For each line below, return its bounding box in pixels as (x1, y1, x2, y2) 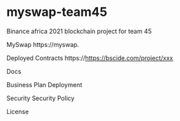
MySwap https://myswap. (6, 40, 80, 48)
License (6, 107, 29, 115)
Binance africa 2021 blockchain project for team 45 (6, 27, 152, 35)
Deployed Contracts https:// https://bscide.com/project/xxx (6, 53, 173, 62)
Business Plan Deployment (6, 80, 83, 89)
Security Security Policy (6, 94, 75, 102)
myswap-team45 (6, 4, 108, 20)
